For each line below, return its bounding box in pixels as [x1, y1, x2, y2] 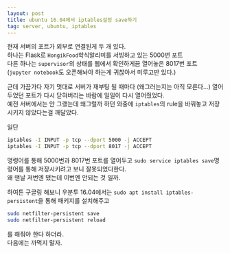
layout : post [7, 10, 45, 17]
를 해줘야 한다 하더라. [7, 230, 64, 238]
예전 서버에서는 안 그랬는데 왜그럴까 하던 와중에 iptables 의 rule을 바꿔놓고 [7, 100, 207, 108]
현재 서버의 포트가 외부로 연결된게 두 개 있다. [7, 43, 126, 51]
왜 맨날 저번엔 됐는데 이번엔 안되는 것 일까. [7, 173, 121, 182]
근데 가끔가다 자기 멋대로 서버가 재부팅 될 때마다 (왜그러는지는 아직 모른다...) [7, 83, 211, 91]
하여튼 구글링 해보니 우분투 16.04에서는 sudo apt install [7, 188, 163, 196]
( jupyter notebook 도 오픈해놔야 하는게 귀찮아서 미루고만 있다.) [7, 68, 176, 76]
